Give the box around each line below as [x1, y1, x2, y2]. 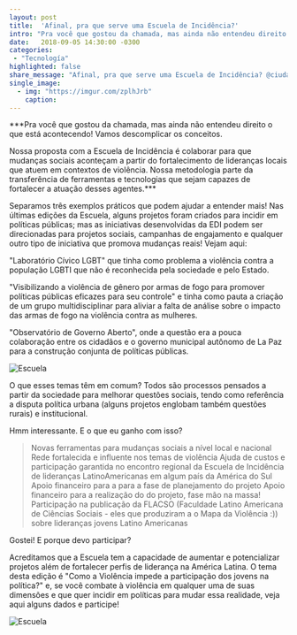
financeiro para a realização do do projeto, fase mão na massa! [30, 490, 261, 501]
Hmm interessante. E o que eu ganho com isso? [9, 425, 183, 436]
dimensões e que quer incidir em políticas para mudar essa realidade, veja [9, 590, 280, 601]
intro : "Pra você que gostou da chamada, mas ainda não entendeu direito [9, 29, 287, 38]
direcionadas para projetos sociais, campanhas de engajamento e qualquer [9, 229, 284, 240]
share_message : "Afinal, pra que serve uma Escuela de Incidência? [9, 71, 263, 80]
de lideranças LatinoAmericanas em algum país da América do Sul [30, 471, 272, 482]
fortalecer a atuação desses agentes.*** [9, 183, 156, 195]
